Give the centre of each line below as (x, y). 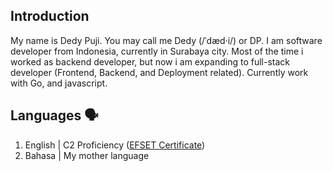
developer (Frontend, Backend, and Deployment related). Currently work (159, 72)
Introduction (50, 16)
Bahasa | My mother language (87, 155)
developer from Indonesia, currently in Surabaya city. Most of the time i (157, 51)
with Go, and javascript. (59, 83)
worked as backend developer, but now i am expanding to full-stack (150, 61)
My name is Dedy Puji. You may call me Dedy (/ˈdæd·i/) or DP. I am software (166, 40)
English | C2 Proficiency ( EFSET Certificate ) (115, 145)
